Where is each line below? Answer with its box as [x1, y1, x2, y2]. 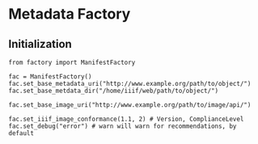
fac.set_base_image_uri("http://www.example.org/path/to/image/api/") [8, 101, 252, 109]
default [8, 129, 35, 138]
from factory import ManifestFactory [8, 58, 136, 66]
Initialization [8, 37, 73, 51]
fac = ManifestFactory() [8, 73, 92, 81]
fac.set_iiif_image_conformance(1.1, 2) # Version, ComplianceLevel [8, 115, 244, 123]
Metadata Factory [8, 5, 131, 23]
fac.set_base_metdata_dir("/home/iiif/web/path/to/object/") [8, 87, 219, 95]
